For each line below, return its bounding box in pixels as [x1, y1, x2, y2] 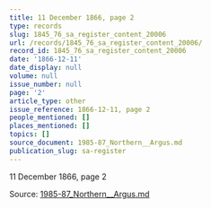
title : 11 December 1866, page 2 [9, 13, 135, 22]
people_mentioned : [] [9, 113, 91, 122]
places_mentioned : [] [9, 122, 91, 131]
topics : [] [9, 130, 50, 139]
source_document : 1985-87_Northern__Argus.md [9, 138, 182, 147]
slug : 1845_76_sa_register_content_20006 [9, 30, 167, 39]
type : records [9, 22, 63, 30]
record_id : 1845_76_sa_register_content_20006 [9, 47, 187, 56]
